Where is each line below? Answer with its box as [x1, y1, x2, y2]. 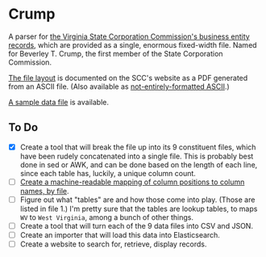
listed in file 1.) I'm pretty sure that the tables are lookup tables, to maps [19, 204, 258, 213]
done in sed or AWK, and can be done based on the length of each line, [19, 159, 258, 170]
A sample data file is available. [8, 97, 109, 107]
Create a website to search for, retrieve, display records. [19, 239, 207, 249]
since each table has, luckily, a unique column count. [19, 168, 196, 178]
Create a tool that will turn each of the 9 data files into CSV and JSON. [19, 221, 254, 230]
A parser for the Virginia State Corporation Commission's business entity [8, 32, 250, 41]
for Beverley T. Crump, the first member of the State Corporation [8, 48, 223, 58]
